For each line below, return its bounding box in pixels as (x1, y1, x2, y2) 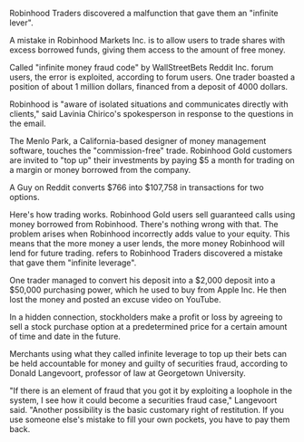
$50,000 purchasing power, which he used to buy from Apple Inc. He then (9, 284, 288, 295)
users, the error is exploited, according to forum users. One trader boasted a (9, 72, 296, 82)
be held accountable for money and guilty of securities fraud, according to (9, 358, 289, 369)
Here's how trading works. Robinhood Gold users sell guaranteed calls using (9, 209, 296, 220)
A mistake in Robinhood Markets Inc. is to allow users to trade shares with (9, 35, 286, 45)
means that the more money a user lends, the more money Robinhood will (9, 238, 286, 248)
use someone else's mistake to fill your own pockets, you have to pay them (9, 414, 290, 425)
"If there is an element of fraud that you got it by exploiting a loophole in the (9, 385, 293, 396)
